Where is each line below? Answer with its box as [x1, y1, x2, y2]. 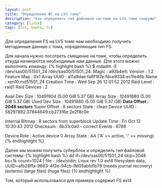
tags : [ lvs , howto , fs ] [5, 25, 53, 30]
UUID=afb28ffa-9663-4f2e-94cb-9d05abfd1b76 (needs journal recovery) [5, 163, 152, 169]
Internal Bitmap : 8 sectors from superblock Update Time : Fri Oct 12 [5, 119, 141, 124]
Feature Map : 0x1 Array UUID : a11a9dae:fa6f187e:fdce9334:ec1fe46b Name [5, 74, 158, 80]
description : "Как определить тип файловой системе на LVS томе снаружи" [5, 16, 157, 21]
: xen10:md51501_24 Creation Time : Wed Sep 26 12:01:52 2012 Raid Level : [5, 79, 155, 85]
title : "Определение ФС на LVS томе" [5, 12, 81, 17]
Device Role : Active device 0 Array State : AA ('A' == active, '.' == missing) [5, 133, 154, 139]
